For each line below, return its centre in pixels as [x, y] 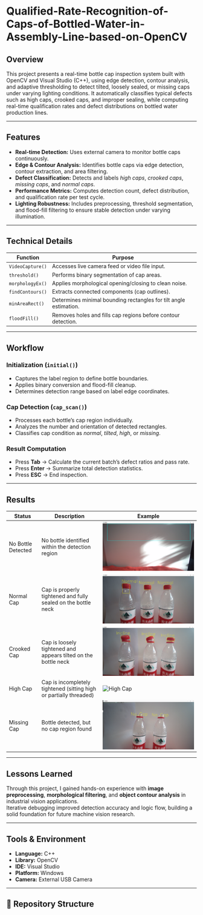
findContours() [28, 292]
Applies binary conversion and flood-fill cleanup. [76, 385]
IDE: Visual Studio [37, 866]
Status [23, 516]
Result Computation [36, 449]
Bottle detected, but [66, 722]
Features [23, 137]
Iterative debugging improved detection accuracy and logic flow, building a [99, 808]
